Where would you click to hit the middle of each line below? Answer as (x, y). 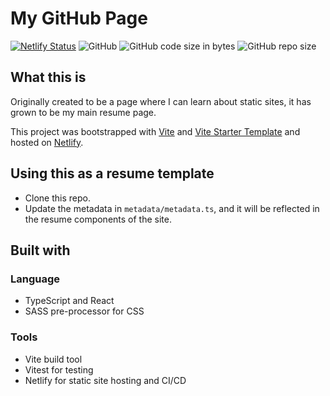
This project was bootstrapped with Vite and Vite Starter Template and (155, 131)
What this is (48, 77)
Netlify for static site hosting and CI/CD (105, 380)
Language (35, 279)
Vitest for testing (59, 369)
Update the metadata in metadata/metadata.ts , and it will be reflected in (172, 208)
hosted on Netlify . (47, 142)
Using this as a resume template (112, 173)
